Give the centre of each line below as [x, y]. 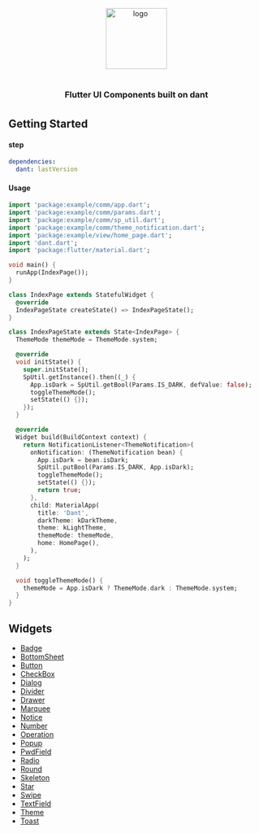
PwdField [36, 752]
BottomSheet [42, 656]
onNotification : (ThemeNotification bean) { [106, 452]
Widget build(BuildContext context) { [82, 437]
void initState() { [49, 362]
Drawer [32, 700]
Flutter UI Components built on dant [136, 95]
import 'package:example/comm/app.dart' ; [80, 205]
